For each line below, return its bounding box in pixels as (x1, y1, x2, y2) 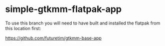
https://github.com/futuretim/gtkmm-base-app (5, 35, 102, 41)
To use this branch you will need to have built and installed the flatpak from (5, 20, 160, 26)
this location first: (5, 25, 41, 31)
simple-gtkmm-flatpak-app (5, 3, 122, 15)
